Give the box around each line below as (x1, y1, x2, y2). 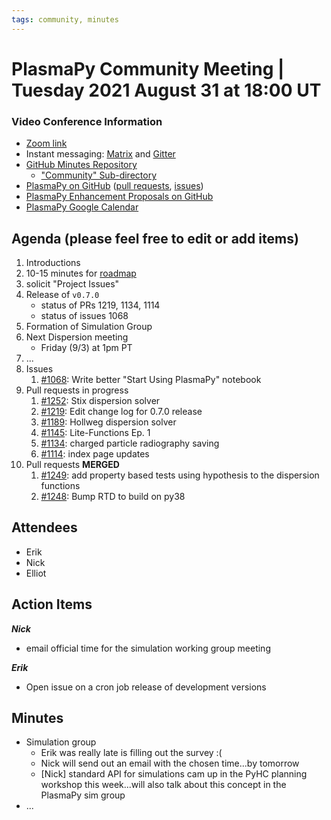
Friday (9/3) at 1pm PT (40, 341, 133, 353)
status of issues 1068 (40, 309, 129, 321)
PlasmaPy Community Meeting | (11, 57, 285, 80)
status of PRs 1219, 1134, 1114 (40, 299, 161, 311)
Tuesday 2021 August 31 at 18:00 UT (11, 79, 322, 101)
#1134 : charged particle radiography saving (40, 437, 220, 449)
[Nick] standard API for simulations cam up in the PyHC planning (40, 768, 308, 780)
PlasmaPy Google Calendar (25, 201, 139, 213)
